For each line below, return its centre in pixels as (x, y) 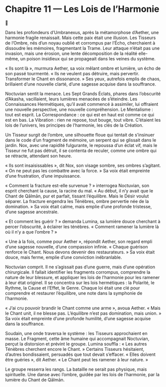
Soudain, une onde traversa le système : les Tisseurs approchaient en (76, 333)
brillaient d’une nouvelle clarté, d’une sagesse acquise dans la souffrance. (81, 84)
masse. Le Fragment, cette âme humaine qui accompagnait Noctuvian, (77, 339)
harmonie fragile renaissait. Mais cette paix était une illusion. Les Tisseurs (81, 38)
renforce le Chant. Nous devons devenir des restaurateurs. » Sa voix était (80, 252)
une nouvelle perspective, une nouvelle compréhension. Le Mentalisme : (79, 109)
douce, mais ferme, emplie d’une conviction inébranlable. (64, 257)
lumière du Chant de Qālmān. (35, 380)
